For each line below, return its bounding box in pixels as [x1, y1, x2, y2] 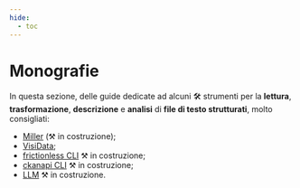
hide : [9, 13, 30, 23]
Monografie [9, 61, 99, 81]
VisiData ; [22, 141, 57, 152]
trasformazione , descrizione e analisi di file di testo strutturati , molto [9, 104, 273, 115]
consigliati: [9, 114, 50, 125]
